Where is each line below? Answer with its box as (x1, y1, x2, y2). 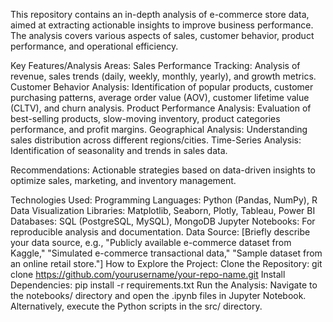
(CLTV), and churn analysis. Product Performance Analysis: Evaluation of (10, 102, 312, 114)
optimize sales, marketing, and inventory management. (10, 175, 237, 186)
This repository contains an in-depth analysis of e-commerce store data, (10, 9, 310, 20)
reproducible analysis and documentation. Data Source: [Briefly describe (10, 226, 311, 238)
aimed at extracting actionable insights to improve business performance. (10, 19, 314, 31)
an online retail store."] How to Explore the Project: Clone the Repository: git (10, 258, 323, 269)
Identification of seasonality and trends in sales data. (10, 145, 228, 156)
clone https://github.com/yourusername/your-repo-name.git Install (10, 269, 286, 280)
